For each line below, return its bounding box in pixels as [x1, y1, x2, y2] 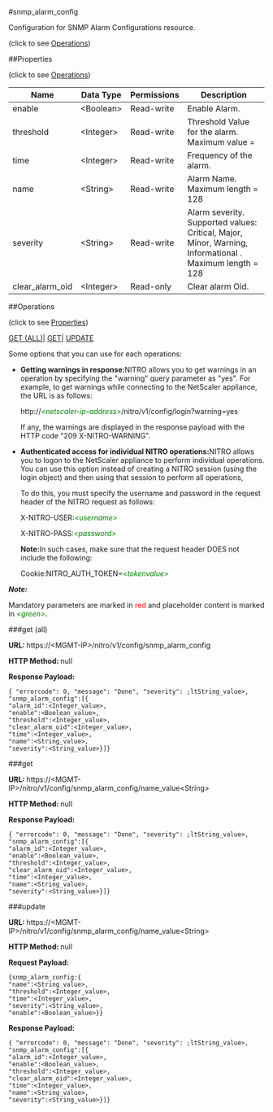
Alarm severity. [187, 207, 245, 218]
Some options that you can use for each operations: [8, 349, 183, 359]
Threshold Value [187, 116, 250, 127]
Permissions [129, 89, 180, 100]
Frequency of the [187, 150, 253, 161]
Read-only [129, 281, 172, 292]
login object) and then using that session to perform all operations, [19, 473, 244, 482]
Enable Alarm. [187, 103, 240, 114]
